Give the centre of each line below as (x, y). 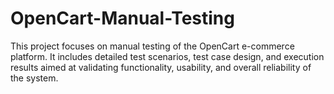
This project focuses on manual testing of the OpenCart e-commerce (152, 46)
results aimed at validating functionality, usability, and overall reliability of (161, 67)
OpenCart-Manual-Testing (122, 18)
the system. (34, 78)
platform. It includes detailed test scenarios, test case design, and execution (167, 56)
